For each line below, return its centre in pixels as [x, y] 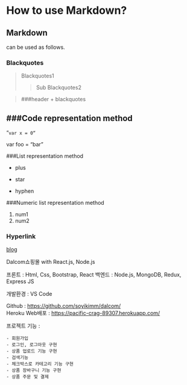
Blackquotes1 [37, 76]
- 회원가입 [17, 339]
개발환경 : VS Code [29, 294]
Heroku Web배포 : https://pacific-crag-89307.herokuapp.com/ [83, 313]
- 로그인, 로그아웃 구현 [32, 345]
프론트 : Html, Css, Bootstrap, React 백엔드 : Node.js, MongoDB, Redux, [94, 275]
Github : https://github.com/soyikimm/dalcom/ [64, 306]
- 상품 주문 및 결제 [28, 377]
